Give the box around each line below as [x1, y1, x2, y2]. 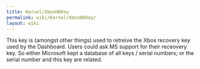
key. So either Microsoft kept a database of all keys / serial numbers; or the [6, 50, 195, 57]
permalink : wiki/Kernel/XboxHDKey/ [6, 15, 97, 21]
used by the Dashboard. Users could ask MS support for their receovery [6, 43, 187, 50]
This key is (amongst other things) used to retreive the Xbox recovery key [6, 37, 190, 44]
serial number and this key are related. [6, 56, 103, 64]
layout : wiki [6, 20, 40, 26]
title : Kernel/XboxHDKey [6, 8, 69, 15]
